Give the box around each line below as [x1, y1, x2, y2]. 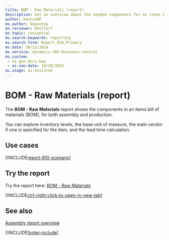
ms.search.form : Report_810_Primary [5, 40, 82, 45]
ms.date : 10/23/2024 [5, 45, 49, 50]
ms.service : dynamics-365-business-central [5, 49, 98, 54]
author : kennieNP [5, 17, 42, 22]
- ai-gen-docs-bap [7, 59, 46, 64]
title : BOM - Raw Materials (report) [5, 7, 84, 13]
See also [5, 206, 33, 215]
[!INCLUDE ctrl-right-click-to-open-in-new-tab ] [5, 192, 103, 198]
